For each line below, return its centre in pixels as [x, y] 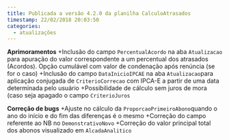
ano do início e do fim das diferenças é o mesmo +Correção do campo [107, 116]
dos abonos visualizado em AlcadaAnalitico [69, 130]
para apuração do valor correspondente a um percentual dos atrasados [108, 59]
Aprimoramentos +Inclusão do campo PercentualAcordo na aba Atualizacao [115, 52]
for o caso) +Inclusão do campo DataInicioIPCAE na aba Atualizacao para [110, 74]
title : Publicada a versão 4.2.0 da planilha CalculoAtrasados [99, 13]
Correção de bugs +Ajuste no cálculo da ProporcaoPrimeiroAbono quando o [112, 109]
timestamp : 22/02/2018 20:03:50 [53, 20]
